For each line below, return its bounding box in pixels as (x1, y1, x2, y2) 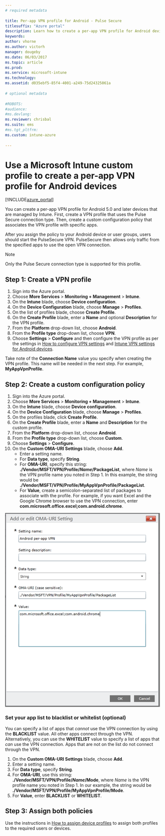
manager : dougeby (5, 49, 41, 54)
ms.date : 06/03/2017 (5, 55, 48, 60)
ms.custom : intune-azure (5, 132, 56, 137)
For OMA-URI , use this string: (12, 772, 72, 777)
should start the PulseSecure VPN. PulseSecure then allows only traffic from (5, 237, 160, 243)
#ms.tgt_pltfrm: (5, 128, 38, 132)
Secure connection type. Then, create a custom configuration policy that (5, 217, 152, 223)
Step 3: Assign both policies (5, 807, 93, 815)
